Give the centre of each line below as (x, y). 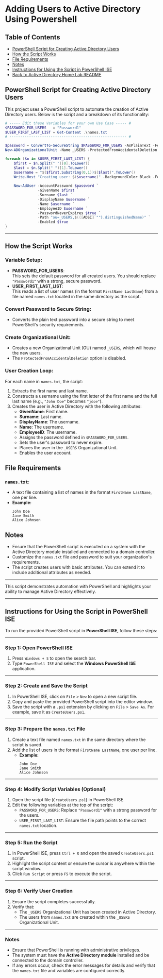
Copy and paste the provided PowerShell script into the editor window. (82, 701)
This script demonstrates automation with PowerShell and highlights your (78, 587)
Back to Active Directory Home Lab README (57, 75)
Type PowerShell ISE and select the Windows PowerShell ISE (74, 663)
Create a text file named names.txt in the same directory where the (79, 740)
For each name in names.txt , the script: (44, 381)
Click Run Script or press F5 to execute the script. (62, 874)
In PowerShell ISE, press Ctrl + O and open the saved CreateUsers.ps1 (83, 853)
